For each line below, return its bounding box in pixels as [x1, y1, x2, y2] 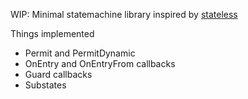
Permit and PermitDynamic [24, 47, 136, 59]
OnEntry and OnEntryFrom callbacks [24, 58, 176, 69]
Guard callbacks [24, 69, 93, 80]
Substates [24, 79, 67, 91]
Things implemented [10, 28, 95, 39]
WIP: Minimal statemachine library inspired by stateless [10, 9, 238, 20]
